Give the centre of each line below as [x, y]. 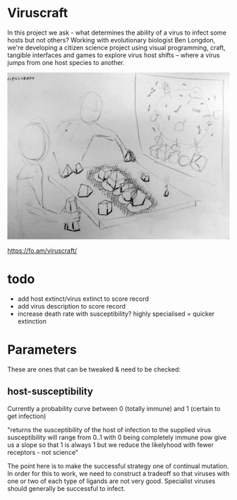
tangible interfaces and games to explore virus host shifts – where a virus [114, 55]
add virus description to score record [71, 306]
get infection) [27, 416]
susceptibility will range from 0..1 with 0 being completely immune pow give [117, 437]
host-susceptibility [50, 392]
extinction [32, 321]
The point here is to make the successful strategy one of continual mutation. [118, 466]
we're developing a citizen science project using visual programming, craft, [116, 47]
